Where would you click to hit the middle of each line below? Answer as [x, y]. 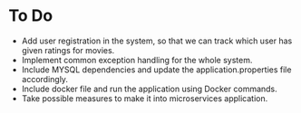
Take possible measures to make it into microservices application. [145, 98]
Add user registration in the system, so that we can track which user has [157, 41]
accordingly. [45, 79]
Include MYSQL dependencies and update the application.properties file [156, 70]
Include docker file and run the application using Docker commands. [149, 89]
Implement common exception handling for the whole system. [137, 60]
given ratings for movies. [68, 50]
